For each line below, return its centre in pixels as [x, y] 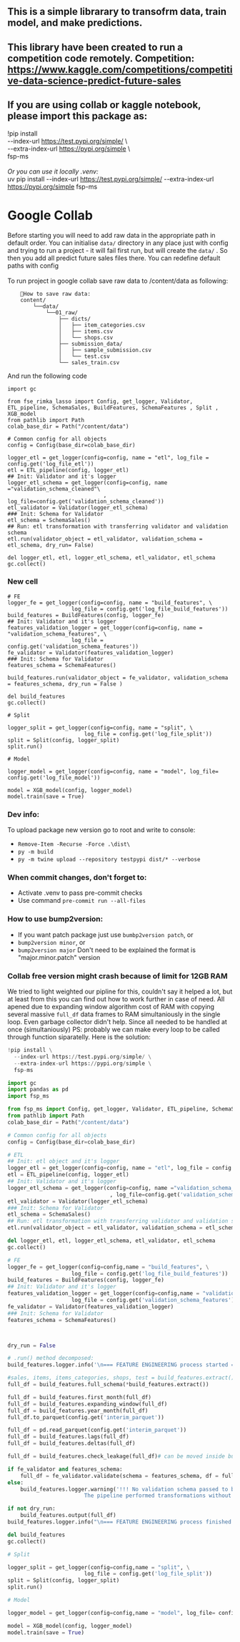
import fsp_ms [29, 1096]
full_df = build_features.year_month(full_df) [78, 1411]
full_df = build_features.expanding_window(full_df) [87, 1404]
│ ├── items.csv [86, 331]
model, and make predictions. [75, 23]
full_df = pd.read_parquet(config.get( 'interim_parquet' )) [97, 1430]
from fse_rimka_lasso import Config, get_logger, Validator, [100, 401]
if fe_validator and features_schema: [65, 1469]
